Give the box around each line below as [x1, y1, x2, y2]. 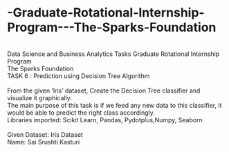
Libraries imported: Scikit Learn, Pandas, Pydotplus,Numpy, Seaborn [7, 115, 203, 124]
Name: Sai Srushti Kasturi [7, 137, 80, 146]
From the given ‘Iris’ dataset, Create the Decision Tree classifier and [7, 86, 201, 95]
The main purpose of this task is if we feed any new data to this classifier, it [7, 101, 222, 109]
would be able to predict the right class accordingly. [7, 108, 156, 117]
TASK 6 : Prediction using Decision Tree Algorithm [7, 71, 150, 80]
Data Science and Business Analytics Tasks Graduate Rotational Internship [7, 50, 220, 58]
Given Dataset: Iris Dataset [7, 130, 83, 139]
